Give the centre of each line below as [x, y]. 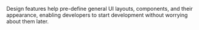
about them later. [28, 21]
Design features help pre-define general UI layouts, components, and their [100, 9]
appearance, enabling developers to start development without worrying [97, 15]
